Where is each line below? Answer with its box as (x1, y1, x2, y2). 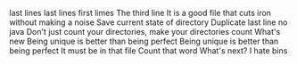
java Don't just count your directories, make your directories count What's (9, 27, 281, 37)
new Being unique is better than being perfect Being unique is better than (9, 36, 279, 46)
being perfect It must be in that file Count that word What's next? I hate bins (9, 45, 288, 56)
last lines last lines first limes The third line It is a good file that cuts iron (9, 8, 272, 18)
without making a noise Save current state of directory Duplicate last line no (9, 17, 288, 28)
